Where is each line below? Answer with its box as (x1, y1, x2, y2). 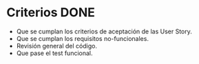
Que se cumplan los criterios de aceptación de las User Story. (16, 27, 192, 35)
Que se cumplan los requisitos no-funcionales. (16, 34, 149, 42)
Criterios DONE (6, 5, 96, 20)
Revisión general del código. (16, 42, 98, 50)
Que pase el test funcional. (16, 49, 94, 57)
